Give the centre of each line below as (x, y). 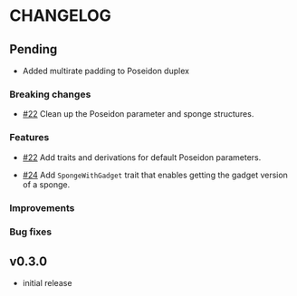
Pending (34, 49)
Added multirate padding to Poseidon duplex (106, 71)
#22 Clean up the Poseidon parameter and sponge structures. (138, 114)
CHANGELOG (60, 16)
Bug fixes (31, 232)
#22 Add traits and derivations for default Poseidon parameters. (142, 157)
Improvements (42, 207)
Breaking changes (50, 94)
